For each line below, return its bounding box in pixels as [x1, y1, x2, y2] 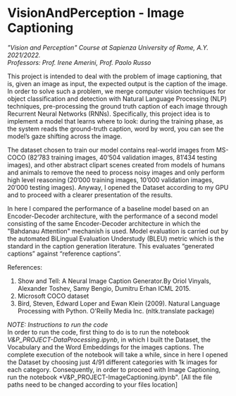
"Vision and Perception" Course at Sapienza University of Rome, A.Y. [7, 43, 209, 52]
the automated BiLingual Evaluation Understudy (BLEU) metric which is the [7, 234, 224, 243]
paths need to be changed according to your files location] [7, 380, 178, 389]
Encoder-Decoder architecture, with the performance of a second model [7, 212, 218, 220]
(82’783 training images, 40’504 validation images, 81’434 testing [27, 153, 217, 162]
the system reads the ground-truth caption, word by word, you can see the [7, 124, 224, 133]
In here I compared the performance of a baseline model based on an [7, 204, 209, 212]
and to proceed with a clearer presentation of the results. [7, 191, 173, 199]
